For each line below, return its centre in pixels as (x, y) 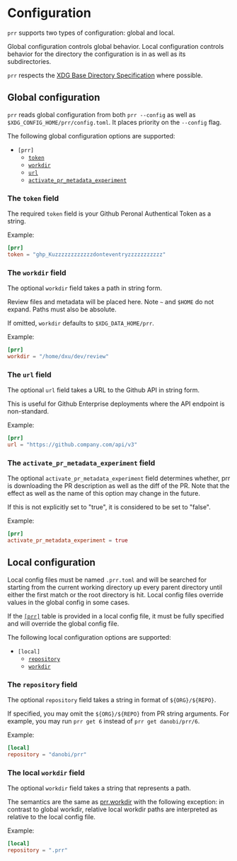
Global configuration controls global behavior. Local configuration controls (116, 46)
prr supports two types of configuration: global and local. (91, 33)
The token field (33, 198)
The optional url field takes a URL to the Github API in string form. (104, 390)
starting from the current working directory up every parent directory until (115, 587)
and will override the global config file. (63, 623)
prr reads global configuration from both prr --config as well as (102, 114)
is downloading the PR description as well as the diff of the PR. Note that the (118, 486)
